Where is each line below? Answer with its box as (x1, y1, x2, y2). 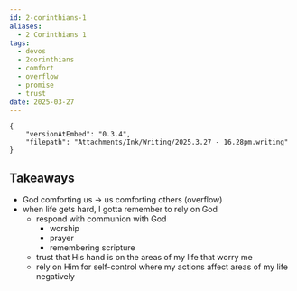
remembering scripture (49, 242, 135, 253)
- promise (17, 80, 54, 89)
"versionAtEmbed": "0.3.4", (25, 130, 131, 139)
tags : (9, 38, 30, 48)
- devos (17, 47, 47, 56)
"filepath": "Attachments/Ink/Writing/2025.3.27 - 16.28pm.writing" (25, 137, 289, 147)
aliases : (9, 22, 42, 31)
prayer (49, 232, 74, 244)
